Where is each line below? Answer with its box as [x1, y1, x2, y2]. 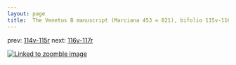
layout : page [7, 10, 46, 17]
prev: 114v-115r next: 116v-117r [7, 36, 93, 44]
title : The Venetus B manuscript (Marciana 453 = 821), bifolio [7, 17, 202, 24]
